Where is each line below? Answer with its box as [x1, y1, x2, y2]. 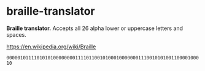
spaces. [6, 31, 26, 38]
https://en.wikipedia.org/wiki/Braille [6, 43, 96, 50]
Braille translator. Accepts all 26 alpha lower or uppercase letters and [6, 24, 183, 32]
